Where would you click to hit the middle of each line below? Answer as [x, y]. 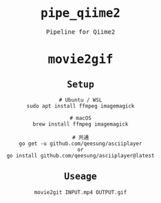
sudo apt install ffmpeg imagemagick [80, 106]
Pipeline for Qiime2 [80, 32]
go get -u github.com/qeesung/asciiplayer [80, 144]
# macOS [80, 118]
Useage [80, 177]
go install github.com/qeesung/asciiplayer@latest [80, 155]
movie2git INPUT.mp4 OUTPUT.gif [80, 192]
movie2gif [80, 59]
